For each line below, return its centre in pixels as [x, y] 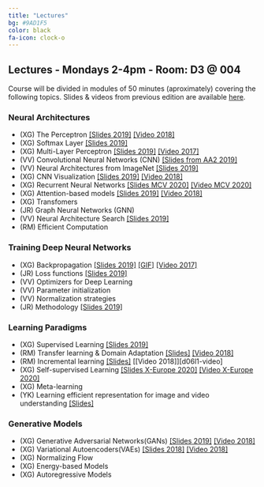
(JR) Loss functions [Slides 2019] [73, 273]
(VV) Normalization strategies [68, 298]
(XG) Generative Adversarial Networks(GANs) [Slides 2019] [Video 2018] [138, 441]
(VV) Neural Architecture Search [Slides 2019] [94, 219]
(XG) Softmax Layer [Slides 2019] [74, 143]
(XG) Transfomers [48, 202]
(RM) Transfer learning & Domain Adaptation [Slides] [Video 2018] [126, 353]
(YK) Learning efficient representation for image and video [115, 395]
